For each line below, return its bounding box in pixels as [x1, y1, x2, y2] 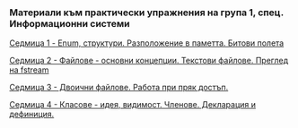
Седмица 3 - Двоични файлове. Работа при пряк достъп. [9, 82, 229, 93]
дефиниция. [9, 109, 55, 120]
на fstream [9, 64, 49, 75]
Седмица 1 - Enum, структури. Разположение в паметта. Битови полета [9, 38, 285, 48]
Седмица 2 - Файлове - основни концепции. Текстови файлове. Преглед [9, 55, 289, 66]
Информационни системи [9, 17, 130, 30]
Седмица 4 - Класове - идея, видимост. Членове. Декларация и [9, 99, 257, 110]
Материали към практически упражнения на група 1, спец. [9, 6, 285, 19]
